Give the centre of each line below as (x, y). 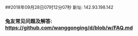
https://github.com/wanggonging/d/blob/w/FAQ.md (69, 28)
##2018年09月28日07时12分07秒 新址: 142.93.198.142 (59, 7)
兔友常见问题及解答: (29, 21)
